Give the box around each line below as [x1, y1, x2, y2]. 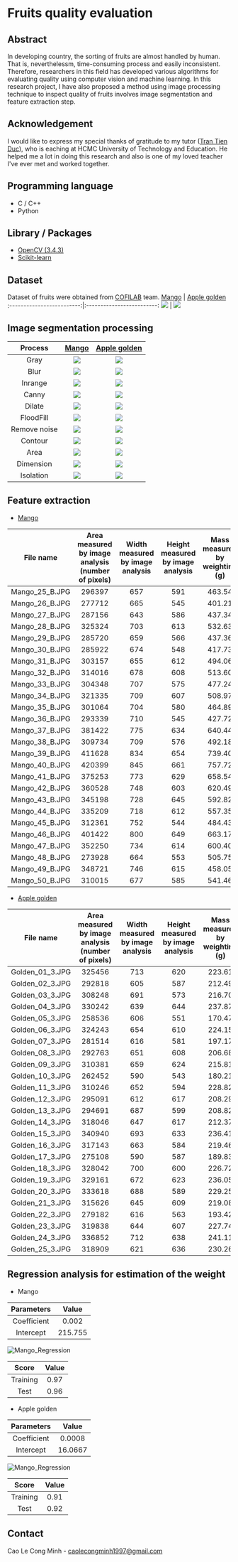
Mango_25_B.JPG [11, 586, 71, 596]
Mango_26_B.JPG [11, 598, 71, 608]
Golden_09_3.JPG [11, 1059, 72, 1069]
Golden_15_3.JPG [11, 1129, 72, 1138]
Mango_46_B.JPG [11, 829, 71, 839]
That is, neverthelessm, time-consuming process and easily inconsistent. [7, 60, 221, 68]
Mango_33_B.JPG [11, 679, 71, 689]
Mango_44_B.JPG [11, 806, 71, 816]
